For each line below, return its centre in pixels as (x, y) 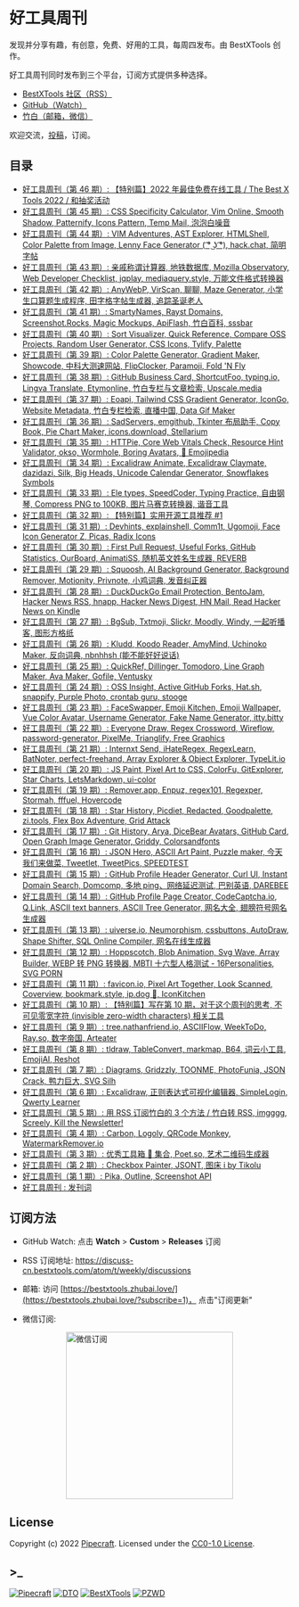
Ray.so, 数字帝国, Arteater (69, 1038)
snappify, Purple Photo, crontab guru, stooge (105, 696)
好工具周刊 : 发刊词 (57, 1187)
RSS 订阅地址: (48, 1260)
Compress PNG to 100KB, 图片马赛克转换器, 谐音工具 (131, 504)
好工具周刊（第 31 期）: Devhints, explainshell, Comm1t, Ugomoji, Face (151, 526)
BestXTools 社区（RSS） (67, 94)
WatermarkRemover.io (63, 1143)
